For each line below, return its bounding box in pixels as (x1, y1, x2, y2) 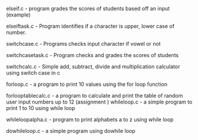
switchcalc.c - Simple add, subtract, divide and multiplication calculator (6, 63, 180, 70)
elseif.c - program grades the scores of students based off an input (6, 5, 170, 12)
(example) (6, 11, 31, 18)
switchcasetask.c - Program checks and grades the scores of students (6, 52, 179, 58)
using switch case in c (6, 69, 60, 76)
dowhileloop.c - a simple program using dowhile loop (6, 128, 136, 134)
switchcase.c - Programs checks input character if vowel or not (6, 41, 161, 47)
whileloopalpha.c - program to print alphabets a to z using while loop (6, 116, 174, 123)
